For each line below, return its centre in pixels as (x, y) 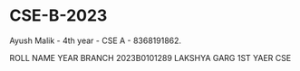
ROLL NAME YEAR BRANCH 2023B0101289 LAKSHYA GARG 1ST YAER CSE (150, 58)
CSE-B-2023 (58, 16)
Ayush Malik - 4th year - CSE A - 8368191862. (96, 40)
